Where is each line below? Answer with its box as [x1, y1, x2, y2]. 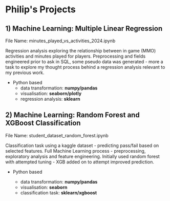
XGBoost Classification [5, 119, 81, 127]
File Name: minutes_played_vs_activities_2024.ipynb [5, 38, 116, 44]
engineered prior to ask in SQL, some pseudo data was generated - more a [5, 59, 163, 65]
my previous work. [5, 69, 45, 76]
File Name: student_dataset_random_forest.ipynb [5, 132, 109, 138]
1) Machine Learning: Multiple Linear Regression [5, 24, 163, 33]
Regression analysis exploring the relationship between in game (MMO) [5, 48, 156, 53]
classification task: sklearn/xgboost [20, 189, 97, 196]
